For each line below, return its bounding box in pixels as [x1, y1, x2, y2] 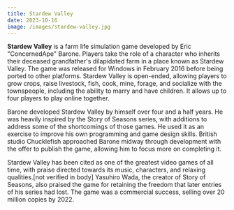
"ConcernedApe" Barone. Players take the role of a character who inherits [7, 50, 220, 58]
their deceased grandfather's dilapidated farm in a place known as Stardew [7, 57, 224, 66]
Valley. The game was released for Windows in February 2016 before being [7, 64, 224, 73]
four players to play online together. [7, 94, 110, 103]
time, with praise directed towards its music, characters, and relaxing [7, 165, 206, 174]
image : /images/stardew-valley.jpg [7, 23, 111, 30]
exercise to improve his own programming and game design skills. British [7, 130, 218, 138]
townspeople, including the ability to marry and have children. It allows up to [7, 87, 227, 95]
